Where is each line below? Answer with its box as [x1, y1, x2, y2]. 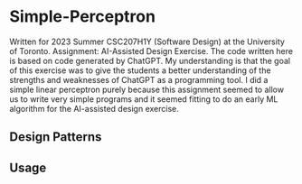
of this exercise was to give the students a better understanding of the [9, 65, 271, 76]
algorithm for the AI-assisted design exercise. [9, 103, 179, 114]
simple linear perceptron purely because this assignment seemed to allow [9, 84, 285, 95]
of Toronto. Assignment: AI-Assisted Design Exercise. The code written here [9, 45, 294, 56]
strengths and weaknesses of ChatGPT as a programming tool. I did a [9, 74, 269, 85]
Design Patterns [9, 129, 102, 145]
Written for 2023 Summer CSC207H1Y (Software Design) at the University [9, 36, 285, 47]
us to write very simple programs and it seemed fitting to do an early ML [9, 93, 278, 105]
